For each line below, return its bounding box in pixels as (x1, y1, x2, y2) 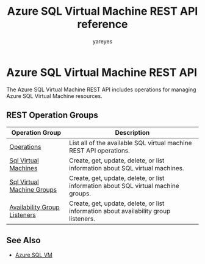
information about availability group (69, 206, 171, 215)
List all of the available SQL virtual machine (69, 138, 192, 147)
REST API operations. (69, 146, 130, 154)
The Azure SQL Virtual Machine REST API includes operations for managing (6, 86, 196, 93)
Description (115, 128, 150, 137)
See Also (6, 235, 41, 246)
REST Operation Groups (6, 110, 99, 121)
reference (77, 17, 128, 31)
